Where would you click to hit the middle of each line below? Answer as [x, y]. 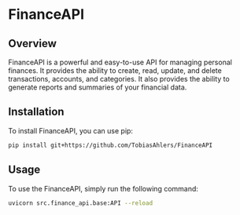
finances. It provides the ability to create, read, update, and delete [115, 71]
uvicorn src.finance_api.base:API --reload [81, 203]
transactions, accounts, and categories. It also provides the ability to [119, 79]
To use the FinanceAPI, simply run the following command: [103, 188]
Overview [33, 44]
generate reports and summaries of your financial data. [98, 87]
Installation [36, 112]
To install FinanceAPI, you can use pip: [71, 130]
